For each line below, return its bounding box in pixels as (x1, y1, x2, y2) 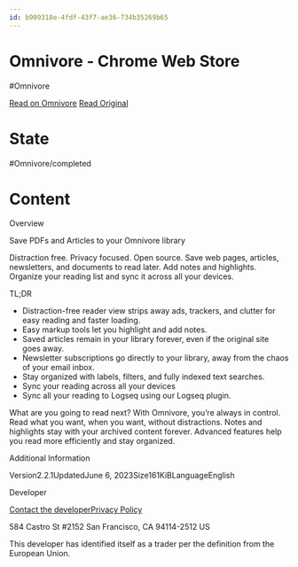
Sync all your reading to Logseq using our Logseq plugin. (21, 391, 231, 401)
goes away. (21, 343, 65, 354)
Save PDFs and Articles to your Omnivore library (9, 236, 186, 246)
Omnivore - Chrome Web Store (9, 50, 240, 71)
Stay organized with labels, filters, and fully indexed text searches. (21, 371, 265, 382)
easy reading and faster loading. (21, 315, 141, 326)
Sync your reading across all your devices (21, 381, 176, 392)
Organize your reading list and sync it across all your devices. (9, 271, 234, 282)
